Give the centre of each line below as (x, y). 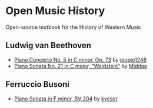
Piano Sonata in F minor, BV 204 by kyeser (66, 99)
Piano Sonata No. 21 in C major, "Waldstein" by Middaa (81, 66)
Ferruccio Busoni (38, 84)
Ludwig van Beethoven (49, 45)
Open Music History (55, 11)
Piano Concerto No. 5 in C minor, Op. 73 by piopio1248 (80, 59)
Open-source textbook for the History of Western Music (73, 27)
